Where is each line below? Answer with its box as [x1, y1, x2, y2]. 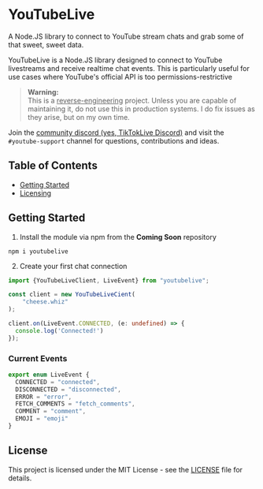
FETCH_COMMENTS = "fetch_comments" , [15, 400, 135, 408]
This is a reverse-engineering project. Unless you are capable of [27, 95, 237, 105]
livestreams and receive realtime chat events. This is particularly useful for [8, 63, 250, 73]
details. [8, 473, 32, 483]
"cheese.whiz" [22, 298, 69, 306]
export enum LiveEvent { [8, 371, 90, 379]
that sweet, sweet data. [8, 39, 84, 49]
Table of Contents [8, 159, 98, 173]
